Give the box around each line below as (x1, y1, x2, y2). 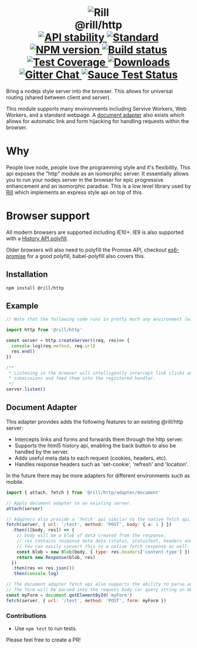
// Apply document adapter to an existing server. (6, 500, 133, 506)
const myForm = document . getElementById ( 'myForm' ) (6, 592, 133, 598)
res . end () (11, 348, 35, 354)
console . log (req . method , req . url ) (11, 343, 96, 349)
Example (6, 301, 39, 311)
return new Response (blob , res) (16, 554, 96, 560)
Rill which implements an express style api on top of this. (6, 188, 144, 196)
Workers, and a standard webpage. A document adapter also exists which (6, 111, 185, 118)
